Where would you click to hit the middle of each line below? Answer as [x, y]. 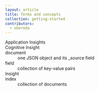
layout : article [22, 10]
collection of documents [42, 84]
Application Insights [25, 42]
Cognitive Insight [22, 47]
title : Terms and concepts [33, 14]
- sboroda [20, 28]
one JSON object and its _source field [56, 58]
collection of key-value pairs [47, 68]
